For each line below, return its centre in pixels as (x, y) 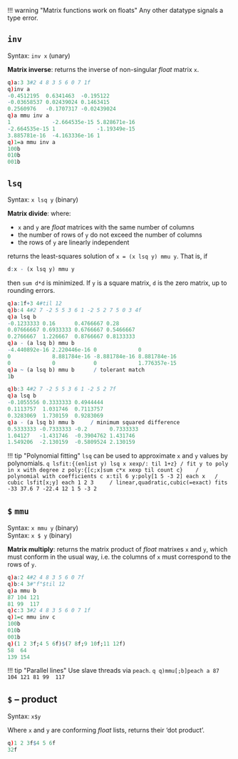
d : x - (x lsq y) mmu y (41, 269)
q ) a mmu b (22, 591)
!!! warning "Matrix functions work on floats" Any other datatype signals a (115, 10)
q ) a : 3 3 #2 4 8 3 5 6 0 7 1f (49, 82)
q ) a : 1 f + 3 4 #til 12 (35, 303)
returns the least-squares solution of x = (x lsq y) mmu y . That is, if (108, 256)
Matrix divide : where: (39, 213)
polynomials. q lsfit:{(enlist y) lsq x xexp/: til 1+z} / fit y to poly (118, 463)
